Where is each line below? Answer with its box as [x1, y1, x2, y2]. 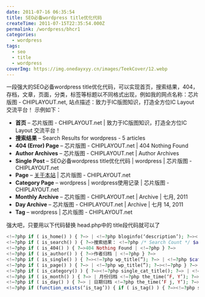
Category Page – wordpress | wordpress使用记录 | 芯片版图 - [15, 179, 170, 186]
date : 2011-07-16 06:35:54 [6, 9, 75, 15]
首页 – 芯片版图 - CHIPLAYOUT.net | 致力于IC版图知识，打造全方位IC [15, 119, 187, 127]
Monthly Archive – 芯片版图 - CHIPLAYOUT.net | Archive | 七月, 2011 [15, 193, 188, 200]
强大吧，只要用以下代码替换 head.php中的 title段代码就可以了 [6, 221, 160, 229]
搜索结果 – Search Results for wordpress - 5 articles [15, 134, 146, 142]
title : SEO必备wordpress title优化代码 [6, 15, 103, 21]
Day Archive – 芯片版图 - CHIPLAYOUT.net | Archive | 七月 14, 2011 [15, 201, 184, 208]
